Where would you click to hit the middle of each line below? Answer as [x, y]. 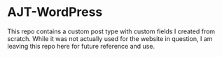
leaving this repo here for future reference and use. [81, 46]
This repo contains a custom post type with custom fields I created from [111, 31]
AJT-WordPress [55, 12]
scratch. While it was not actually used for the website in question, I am [110, 38]
